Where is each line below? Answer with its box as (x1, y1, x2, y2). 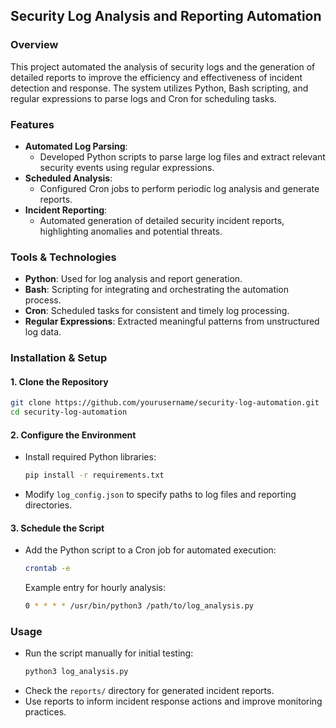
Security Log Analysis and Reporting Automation (10, 8, 322, 25)
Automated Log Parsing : (24, 140, 128, 152)
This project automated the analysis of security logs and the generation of (10, 60, 316, 73)
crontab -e (24, 564, 71, 574)
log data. (24, 326, 62, 338)
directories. (24, 499, 73, 511)
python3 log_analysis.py (24, 667, 129, 677)
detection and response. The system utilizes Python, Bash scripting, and (10, 82, 309, 94)
